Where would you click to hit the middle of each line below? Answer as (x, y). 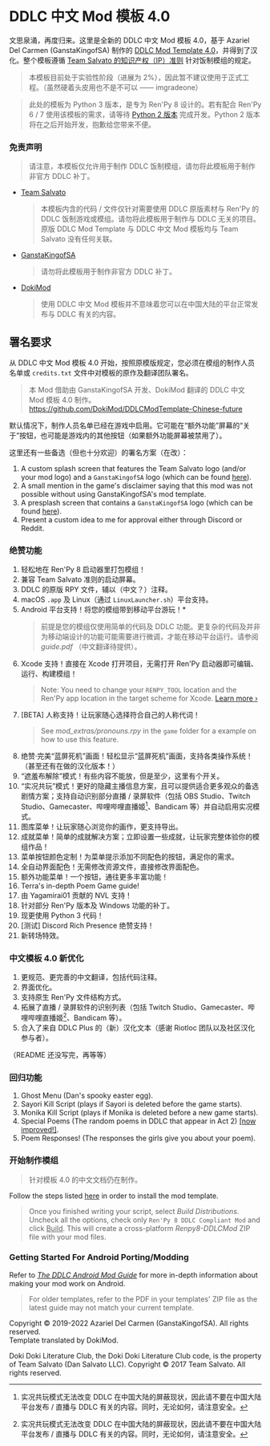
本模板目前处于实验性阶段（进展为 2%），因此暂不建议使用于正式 (135, 77)
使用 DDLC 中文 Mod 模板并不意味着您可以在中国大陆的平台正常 (146, 304)
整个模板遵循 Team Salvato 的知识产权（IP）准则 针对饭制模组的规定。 (139, 60)
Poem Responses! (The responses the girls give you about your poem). (138, 1138)
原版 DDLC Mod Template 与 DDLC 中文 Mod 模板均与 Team (139, 229)
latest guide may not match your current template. (111, 1307)
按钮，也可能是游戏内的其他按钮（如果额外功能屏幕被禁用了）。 (123, 436)
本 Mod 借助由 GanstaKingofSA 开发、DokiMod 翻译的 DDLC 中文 (137, 390)
